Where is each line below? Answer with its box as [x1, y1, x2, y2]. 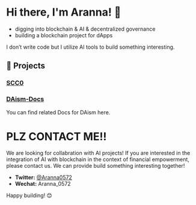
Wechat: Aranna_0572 [14, 180, 71, 188]
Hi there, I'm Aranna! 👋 [6, 5, 121, 19]
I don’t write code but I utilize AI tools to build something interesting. [6, 43, 175, 50]
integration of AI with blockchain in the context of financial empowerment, [6, 156, 189, 163]
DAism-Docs [6, 95, 44, 103]
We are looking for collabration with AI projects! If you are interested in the [6, 150, 191, 157]
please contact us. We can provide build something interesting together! [6, 162, 185, 170]
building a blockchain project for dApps [14, 31, 113, 38]
